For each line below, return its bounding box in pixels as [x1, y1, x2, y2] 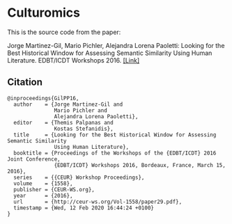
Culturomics [7, 5, 81, 21]
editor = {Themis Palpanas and [13, 119, 114, 126]
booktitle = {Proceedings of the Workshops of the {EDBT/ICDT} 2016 [13, 150, 217, 157]
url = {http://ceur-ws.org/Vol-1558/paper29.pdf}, [13, 198, 183, 205]
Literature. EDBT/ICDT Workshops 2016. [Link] [7, 56, 140, 64]
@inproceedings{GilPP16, [7, 95, 79, 102]
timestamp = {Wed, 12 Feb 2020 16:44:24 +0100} [13, 204, 155, 211]
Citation [7, 77, 43, 88]
